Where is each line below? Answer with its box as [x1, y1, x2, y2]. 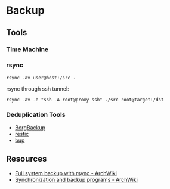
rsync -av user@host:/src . [6, 75, 76, 80]
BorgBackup [14, 124, 46, 131]
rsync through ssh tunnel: [6, 85, 70, 92]
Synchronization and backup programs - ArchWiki [14, 176, 138, 183]
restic [14, 131, 29, 138]
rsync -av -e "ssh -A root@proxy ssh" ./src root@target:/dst [6, 97, 164, 103]
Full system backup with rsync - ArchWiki [14, 169, 118, 176]
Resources [6, 154, 47, 164]
